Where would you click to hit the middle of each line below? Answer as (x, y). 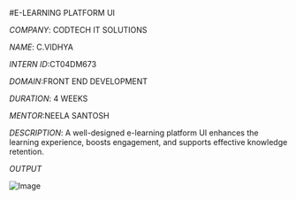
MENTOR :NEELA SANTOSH (59, 115)
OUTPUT (26, 169)
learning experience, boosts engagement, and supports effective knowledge (148, 142)
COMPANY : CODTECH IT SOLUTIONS (78, 30)
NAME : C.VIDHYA (41, 47)
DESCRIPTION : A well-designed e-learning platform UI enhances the (134, 133)
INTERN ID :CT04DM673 (53, 64)
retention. (27, 151)
